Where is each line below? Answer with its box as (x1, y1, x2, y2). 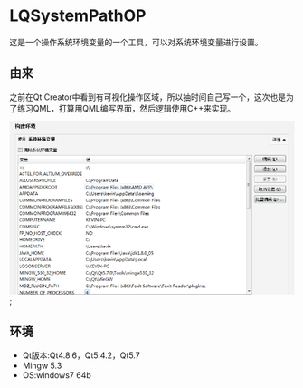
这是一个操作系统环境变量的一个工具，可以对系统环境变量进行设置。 (9, 36, 263, 47)
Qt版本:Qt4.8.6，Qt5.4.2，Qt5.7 (22, 350, 140, 361)
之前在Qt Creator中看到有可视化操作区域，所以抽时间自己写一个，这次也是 (9, 92, 287, 102)
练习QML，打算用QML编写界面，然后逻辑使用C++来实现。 (16, 102, 236, 113)
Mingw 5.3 (22, 360, 62, 371)
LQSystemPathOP (9, 5, 147, 26)
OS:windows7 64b (22, 369, 92, 381)
